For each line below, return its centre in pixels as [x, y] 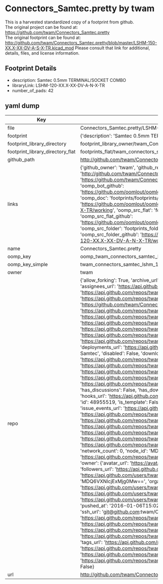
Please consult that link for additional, [113, 48]
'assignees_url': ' [99, 286]
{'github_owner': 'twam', [108, 167]
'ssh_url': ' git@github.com [110, 511]
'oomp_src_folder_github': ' [111, 234]
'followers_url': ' [98, 469]
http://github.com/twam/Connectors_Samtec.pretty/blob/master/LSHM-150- [81, 42]
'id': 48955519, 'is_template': [114, 402]
